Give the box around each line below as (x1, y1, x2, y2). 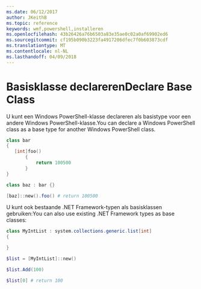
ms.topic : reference (6, 20, 58, 26)
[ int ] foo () (14, 149, 42, 155)
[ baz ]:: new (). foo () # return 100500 (6, 193, 98, 199)
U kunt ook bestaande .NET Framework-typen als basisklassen (6, 204, 162, 211)
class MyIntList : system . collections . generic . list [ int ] (6, 228, 152, 235)
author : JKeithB (6, 15, 47, 21)
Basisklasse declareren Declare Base (6, 80, 193, 94)
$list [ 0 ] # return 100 (6, 278, 63, 284)
